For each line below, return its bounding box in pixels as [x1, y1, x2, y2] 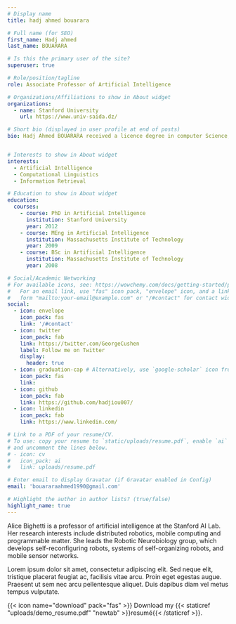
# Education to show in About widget [7, 190, 118, 197]
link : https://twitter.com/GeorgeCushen [20, 340, 140, 347]
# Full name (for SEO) [7, 30, 74, 37]
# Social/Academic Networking [7, 275, 96, 282]
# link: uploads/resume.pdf [7, 464, 96, 471]
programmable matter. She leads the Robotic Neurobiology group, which [7, 536, 217, 545]
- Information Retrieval [13, 177, 86, 185]
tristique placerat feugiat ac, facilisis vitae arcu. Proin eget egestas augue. [7, 572, 222, 580]
